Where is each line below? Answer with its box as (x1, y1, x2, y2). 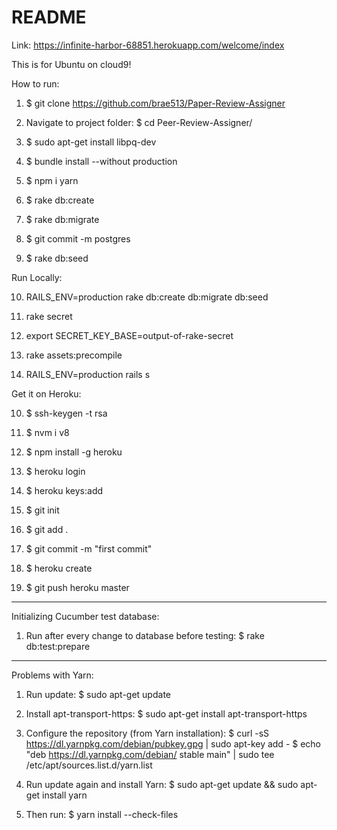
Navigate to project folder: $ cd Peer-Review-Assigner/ (25, 116, 253, 128)
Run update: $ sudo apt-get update (25, 688, 171, 700)
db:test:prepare (25, 640, 91, 652)
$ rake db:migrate (25, 213, 100, 225)
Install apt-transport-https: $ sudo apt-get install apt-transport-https (25, 707, 308, 720)
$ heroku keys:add (25, 484, 104, 496)
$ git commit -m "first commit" (25, 542, 153, 555)
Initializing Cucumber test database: (11, 610, 160, 622)
